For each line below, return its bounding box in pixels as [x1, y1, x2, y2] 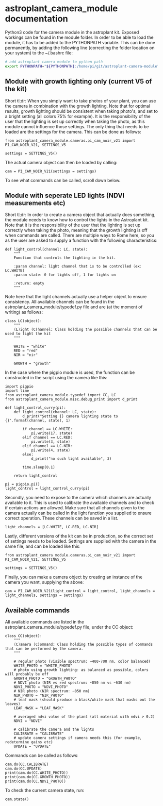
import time [5, 388, 29, 393]
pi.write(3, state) [31, 439, 70, 444]
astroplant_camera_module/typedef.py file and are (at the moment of [5, 304, 143, 310]
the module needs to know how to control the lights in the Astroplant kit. [5, 217, 149, 223]
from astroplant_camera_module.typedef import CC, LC [5, 393, 116, 398]
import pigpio [5, 384, 34, 389]
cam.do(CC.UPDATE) [5, 766, 42, 771]
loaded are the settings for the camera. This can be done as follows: [5, 129, 142, 134]
